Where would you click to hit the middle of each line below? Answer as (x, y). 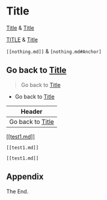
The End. (17, 191)
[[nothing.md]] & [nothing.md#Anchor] (54, 51)
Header (32, 111)
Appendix (25, 177)
